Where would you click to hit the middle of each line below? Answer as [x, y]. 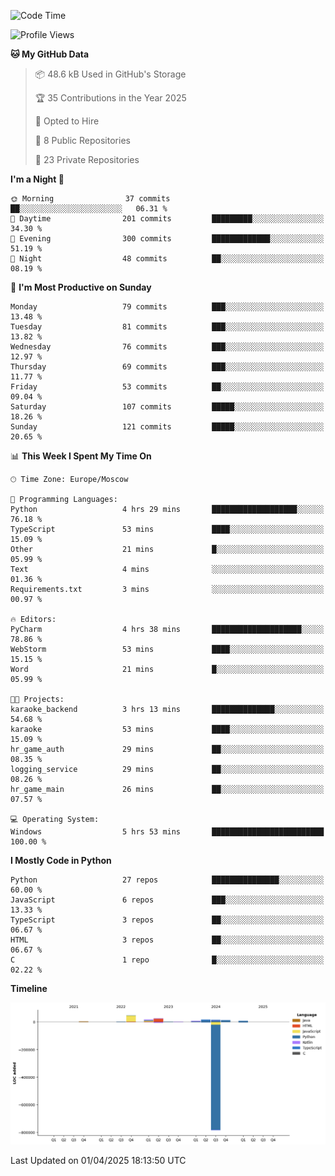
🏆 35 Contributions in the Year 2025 [110, 98]
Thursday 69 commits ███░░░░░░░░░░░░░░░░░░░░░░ [167, 367]
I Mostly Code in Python [61, 860]
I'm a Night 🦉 [37, 179]
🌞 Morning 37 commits [90, 199]
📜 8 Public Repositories [82, 140]
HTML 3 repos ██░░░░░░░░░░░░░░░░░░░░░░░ [167, 940]
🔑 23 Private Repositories [87, 159]
